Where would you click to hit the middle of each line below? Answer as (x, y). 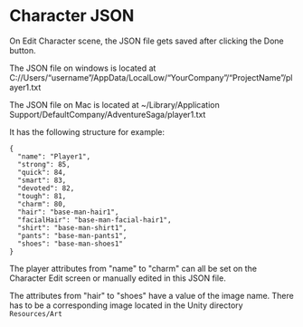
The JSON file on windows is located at (83, 68)
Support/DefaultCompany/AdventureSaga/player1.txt (108, 114)
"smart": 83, (42, 180)
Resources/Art (36, 313)
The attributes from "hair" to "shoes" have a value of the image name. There (151, 295)
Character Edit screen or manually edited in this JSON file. (118, 278)
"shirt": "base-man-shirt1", (72, 227)
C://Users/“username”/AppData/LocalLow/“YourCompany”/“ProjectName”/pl (151, 77)
